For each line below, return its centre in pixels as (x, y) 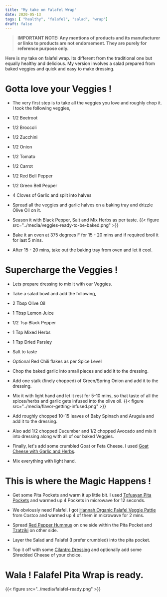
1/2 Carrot (23, 166)
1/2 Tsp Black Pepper (34, 323)
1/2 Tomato (24, 157)
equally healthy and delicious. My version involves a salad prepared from (80, 63)
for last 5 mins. (28, 240)
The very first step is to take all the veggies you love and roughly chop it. (87, 103)
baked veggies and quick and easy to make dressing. (60, 69)
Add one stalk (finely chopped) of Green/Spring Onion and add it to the (85, 381)
